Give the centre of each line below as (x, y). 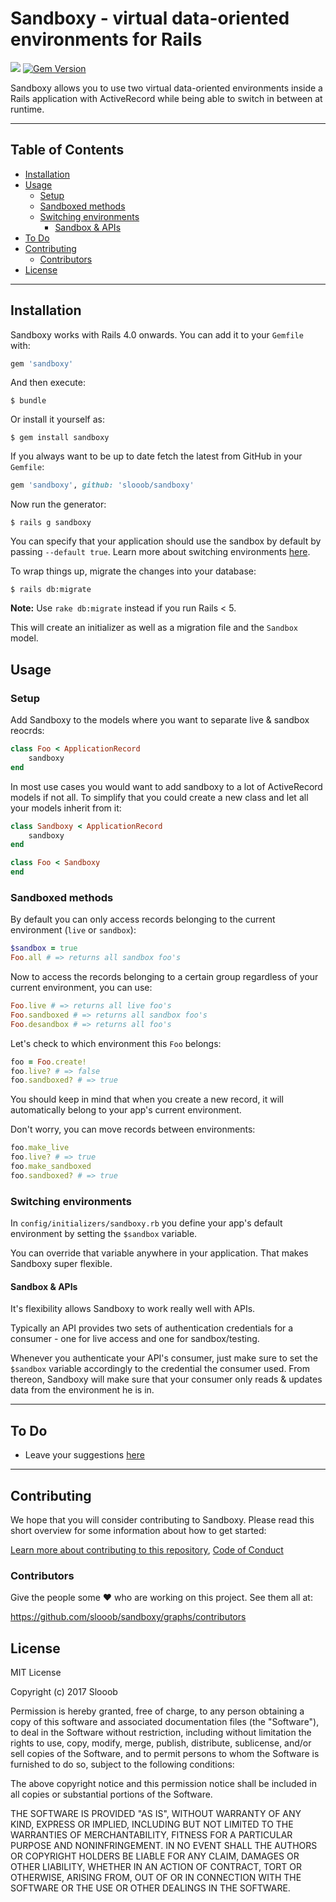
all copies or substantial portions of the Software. (111, 1794)
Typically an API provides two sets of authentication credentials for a (152, 1328)
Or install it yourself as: (57, 419)
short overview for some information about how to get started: (138, 1530)
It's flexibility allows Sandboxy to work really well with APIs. (133, 1309)
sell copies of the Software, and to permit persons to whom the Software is (165, 1754)
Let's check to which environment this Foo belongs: (116, 1043)
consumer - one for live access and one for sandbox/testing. (135, 1339)
